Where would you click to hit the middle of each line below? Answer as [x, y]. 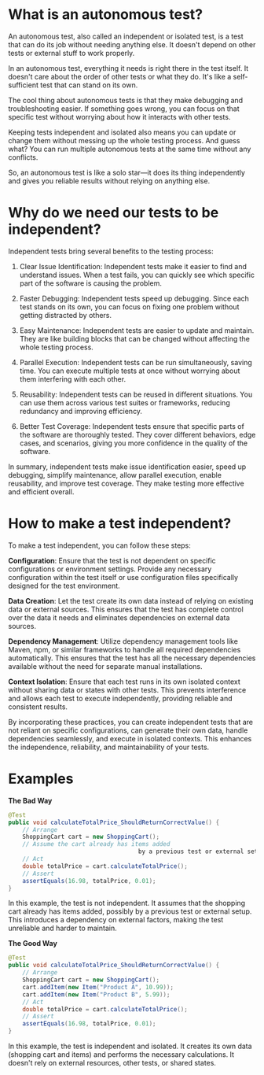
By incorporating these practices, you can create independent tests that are [131, 722]
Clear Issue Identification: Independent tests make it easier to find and [133, 266]
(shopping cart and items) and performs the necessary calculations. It [121, 1055]
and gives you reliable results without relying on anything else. [109, 181]
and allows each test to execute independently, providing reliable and [121, 698]
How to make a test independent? [120, 524]
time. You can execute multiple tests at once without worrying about [130, 371]
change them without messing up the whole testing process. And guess [124, 140]
